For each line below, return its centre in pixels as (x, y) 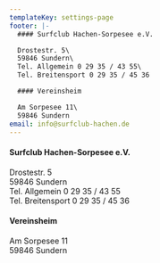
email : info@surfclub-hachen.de (69, 124)
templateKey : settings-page (62, 17)
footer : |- (29, 26)
